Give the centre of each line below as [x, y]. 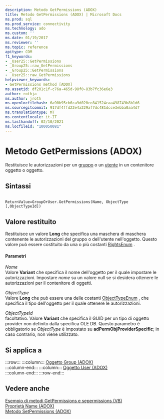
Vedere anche [27, 389]
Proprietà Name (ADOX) [30, 406]
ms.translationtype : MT [30, 113]
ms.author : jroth [23, 98]
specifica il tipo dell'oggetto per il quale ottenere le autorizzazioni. [73, 303]
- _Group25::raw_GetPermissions [39, 66]
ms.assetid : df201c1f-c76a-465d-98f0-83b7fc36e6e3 [59, 89]
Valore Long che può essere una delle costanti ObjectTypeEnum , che [77, 298]
